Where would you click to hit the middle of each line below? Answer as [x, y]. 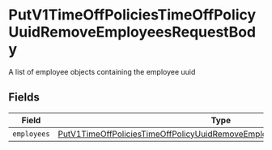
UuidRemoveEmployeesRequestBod [132, 32]
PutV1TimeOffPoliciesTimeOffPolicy [132, 15]
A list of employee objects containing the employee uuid [102, 71]
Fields [24, 98]
